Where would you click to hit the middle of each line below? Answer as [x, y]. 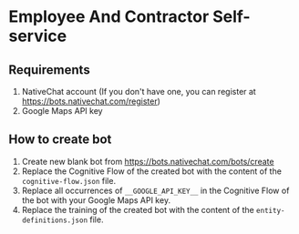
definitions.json [55, 220]
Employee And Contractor [109, 17]
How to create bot [60, 140]
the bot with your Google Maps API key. [96, 200]
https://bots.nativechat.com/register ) [91, 101]
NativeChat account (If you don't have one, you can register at [139, 92]
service [38, 36]
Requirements [49, 70]
